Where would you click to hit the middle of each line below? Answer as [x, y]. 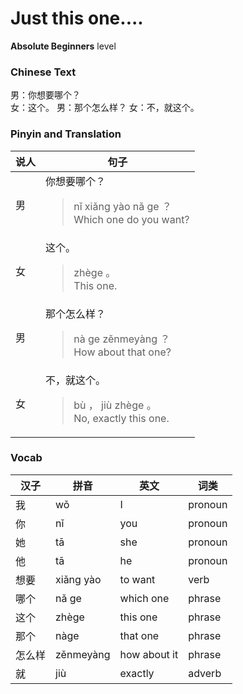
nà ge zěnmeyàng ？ [122, 339]
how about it [149, 654]
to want [137, 579]
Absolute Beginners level [63, 46]
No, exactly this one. [121, 418]
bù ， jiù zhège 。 [115, 405]
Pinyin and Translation [66, 134]
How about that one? [122, 352]
